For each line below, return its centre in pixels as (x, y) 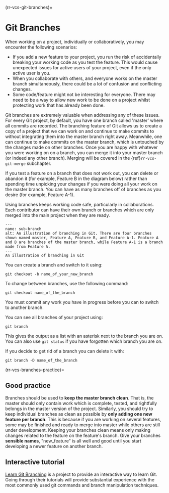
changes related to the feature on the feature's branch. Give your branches (83, 435)
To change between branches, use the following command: (67, 283)
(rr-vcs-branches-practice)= (35, 370)
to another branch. (24, 307)
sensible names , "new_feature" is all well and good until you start (73, 441)
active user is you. (31, 73)
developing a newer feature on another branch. (54, 446)
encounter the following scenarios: (41, 47)
